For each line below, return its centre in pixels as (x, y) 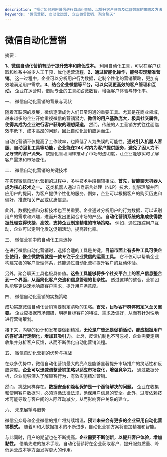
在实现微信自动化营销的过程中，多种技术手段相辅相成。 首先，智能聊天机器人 (83, 181)
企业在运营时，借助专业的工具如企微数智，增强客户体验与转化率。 (82, 91)
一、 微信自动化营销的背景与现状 (39, 101)
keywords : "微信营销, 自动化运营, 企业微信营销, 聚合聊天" (60, 14)
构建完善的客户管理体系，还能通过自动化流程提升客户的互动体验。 (73, 263)
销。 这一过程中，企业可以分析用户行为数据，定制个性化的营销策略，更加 (80, 78)
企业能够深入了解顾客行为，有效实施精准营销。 (62, 376)
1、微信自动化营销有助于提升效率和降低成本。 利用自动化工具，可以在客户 (81, 66)
